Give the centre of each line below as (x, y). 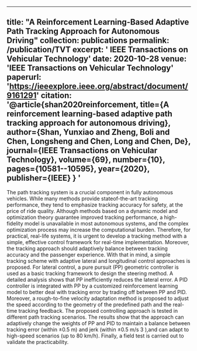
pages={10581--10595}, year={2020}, (78, 169)
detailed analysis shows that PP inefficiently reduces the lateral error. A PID (97, 279)
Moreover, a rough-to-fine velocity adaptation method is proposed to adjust (98, 298)
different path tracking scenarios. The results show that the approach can (95, 317)
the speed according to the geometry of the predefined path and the (89, 304)
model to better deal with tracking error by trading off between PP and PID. (97, 292)
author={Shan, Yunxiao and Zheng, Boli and (88, 132)
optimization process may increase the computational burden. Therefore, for (98, 230)
